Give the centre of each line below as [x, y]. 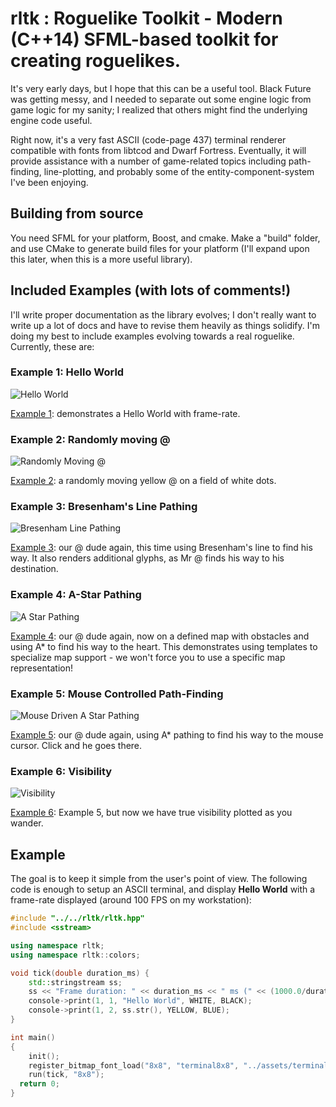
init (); [44, 1056]
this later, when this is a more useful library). [101, 259]
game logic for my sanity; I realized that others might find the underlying [159, 109]
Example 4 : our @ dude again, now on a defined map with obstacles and [160, 636]
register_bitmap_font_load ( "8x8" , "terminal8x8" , [134, 1065]
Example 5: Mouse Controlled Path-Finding [117, 694]
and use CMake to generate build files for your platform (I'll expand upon [160, 248]
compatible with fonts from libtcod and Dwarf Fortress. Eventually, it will [158, 150]
